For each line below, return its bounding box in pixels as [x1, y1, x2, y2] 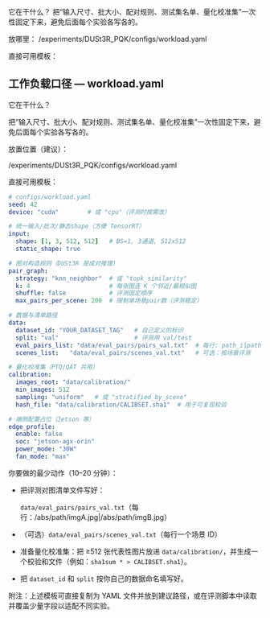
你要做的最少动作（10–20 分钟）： [8, 468, 118, 477]
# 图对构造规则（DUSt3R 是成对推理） [8, 259, 119, 267]
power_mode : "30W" [15, 445, 78, 453]
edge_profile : [8, 422, 56, 431]
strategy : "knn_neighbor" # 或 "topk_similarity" [15, 274, 187, 282]
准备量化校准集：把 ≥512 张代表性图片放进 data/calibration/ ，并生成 [19, 546, 252, 556]
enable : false [15, 430, 63, 439]
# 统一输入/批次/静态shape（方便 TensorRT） [8, 222, 145, 231]
